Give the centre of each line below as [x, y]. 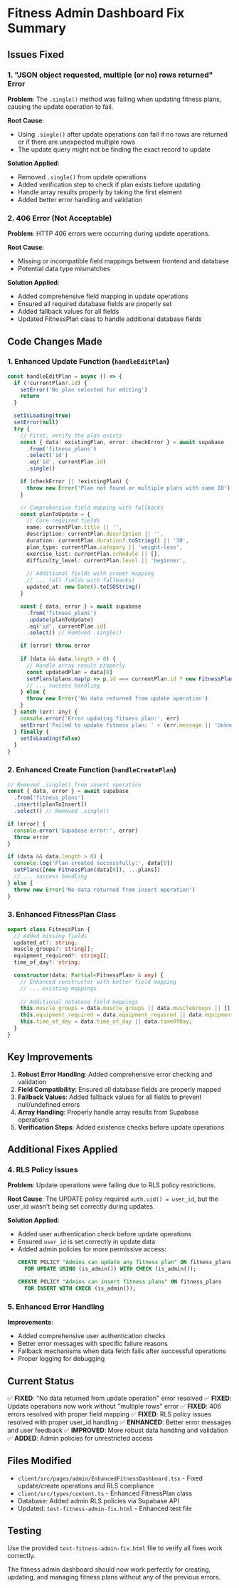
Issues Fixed [36, 54]
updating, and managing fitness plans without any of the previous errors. [114, 1577]
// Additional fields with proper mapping [90, 574]
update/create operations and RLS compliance [86, 1486]
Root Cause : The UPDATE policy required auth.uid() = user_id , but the [113, 1199]
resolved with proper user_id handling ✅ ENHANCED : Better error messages [119, 1422]
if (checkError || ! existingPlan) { [75, 482]
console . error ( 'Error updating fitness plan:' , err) [100, 718]
